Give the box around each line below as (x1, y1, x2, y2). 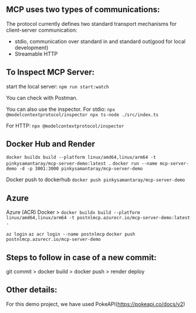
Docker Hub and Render (6, 139, 96, 149)
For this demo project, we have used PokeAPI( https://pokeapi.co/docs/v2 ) (6, 300, 185, 307)
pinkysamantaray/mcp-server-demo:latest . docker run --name (6, 161, 157, 166)
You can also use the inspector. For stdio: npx (6, 106, 116, 113)
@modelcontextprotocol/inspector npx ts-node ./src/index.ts (6, 111, 159, 118)
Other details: (6, 285, 58, 295)
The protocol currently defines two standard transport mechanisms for (6, 20, 177, 27)
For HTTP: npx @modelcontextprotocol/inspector (6, 122, 124, 129)
